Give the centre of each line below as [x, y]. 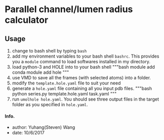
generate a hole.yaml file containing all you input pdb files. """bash [82, 88]
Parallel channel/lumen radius [69, 9]
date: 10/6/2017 [28, 133]
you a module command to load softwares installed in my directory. [81, 61]
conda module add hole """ [40, 72]
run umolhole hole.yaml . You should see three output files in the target [85, 99]
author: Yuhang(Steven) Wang [44, 127]
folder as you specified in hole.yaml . [50, 104]
